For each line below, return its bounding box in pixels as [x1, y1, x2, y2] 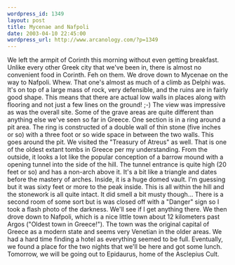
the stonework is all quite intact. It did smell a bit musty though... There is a [7, 190, 224, 199]
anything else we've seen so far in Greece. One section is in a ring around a [7, 115, 226, 124]
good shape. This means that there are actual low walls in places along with [7, 93, 226, 102]
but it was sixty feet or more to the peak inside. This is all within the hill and [7, 183, 224, 191]
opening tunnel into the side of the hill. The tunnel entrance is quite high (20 [7, 160, 227, 169]
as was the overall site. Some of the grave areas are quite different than [7, 108, 214, 117]
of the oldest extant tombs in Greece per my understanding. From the [7, 146, 208, 154]
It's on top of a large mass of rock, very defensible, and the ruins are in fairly [7, 86, 229, 94]
